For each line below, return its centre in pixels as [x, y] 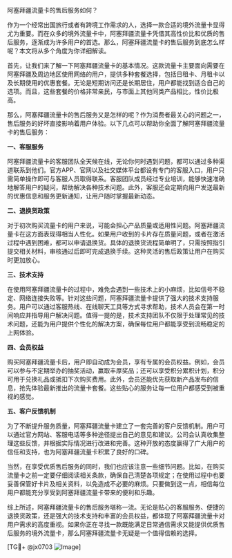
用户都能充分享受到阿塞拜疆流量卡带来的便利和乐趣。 [83, 492]
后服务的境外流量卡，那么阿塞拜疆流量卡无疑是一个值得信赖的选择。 [104, 533]
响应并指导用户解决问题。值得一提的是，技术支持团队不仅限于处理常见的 [116, 315]
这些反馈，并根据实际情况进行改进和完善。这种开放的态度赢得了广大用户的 [119, 443]
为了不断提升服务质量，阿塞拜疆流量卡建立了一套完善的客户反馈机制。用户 [113, 426]
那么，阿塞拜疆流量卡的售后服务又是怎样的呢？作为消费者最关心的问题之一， [116, 115]
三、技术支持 [25, 275]
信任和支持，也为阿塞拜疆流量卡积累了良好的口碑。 [80, 452]
